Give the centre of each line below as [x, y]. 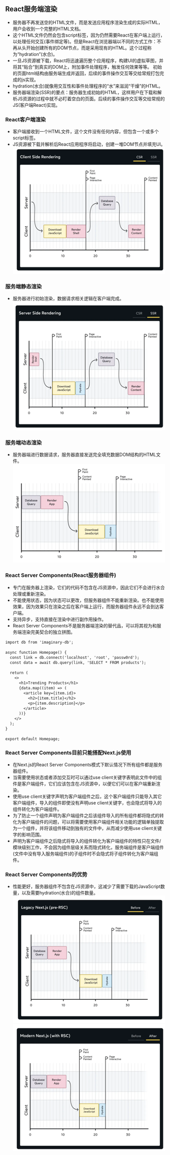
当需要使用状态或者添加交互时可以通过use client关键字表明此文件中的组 [87, 777]
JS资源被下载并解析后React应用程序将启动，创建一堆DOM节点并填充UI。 [89, 145]
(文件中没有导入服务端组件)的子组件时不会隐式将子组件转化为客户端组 [86, 853]
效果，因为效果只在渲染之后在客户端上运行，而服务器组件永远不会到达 [86, 607]
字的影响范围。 [28, 834]
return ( [19, 673]
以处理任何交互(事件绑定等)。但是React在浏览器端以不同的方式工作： [85, 41]
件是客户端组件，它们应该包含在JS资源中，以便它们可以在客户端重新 [84, 784]
